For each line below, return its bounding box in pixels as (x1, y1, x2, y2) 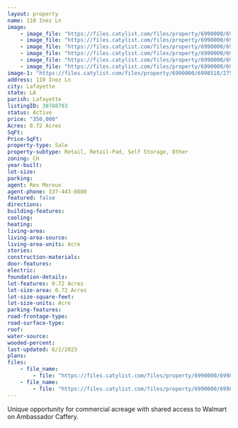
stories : (7, 247, 33, 255)
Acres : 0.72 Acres (7, 122, 62, 129)
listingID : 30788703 (7, 103, 69, 110)
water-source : (7, 332, 50, 340)
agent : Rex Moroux (7, 181, 62, 188)
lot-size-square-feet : (7, 293, 74, 301)
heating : (7, 221, 33, 228)
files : (7, 359, 27, 366)
